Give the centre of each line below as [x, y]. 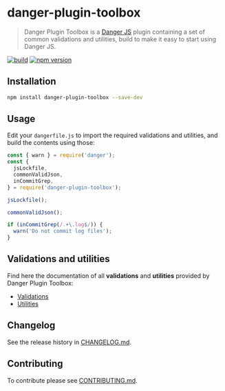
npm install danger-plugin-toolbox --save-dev [75, 97]
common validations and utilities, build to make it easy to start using [120, 39]
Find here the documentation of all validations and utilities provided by [108, 275]
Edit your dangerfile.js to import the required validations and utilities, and [112, 135]
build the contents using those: [51, 143]
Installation [32, 82]
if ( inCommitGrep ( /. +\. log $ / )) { [55, 225]
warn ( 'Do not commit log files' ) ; [63, 231]
